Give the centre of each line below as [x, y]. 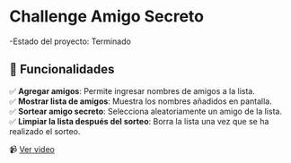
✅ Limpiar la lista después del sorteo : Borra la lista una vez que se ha [139, 121]
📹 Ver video [32, 149]
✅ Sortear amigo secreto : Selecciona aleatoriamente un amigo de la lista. [146, 111]
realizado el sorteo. [45, 131]
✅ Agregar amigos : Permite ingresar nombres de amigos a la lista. [132, 90]
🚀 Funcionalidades [62, 69]
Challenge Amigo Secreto [107, 17]
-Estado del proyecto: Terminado [71, 41]
